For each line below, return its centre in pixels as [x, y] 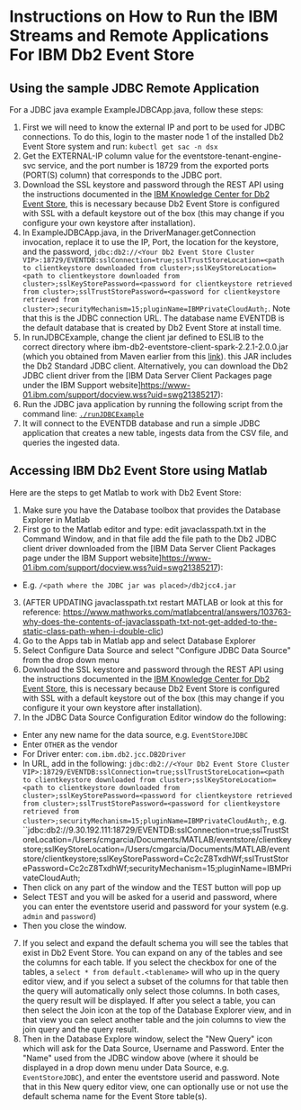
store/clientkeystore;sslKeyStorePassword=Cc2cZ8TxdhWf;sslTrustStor [155, 859]
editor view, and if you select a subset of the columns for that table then [155, 981]
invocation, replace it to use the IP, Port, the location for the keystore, [150, 242]
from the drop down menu [71, 660]
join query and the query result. [80, 1029]
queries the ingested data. [71, 442]
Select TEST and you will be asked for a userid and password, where [150, 896]
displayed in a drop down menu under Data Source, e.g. [125, 1067]
